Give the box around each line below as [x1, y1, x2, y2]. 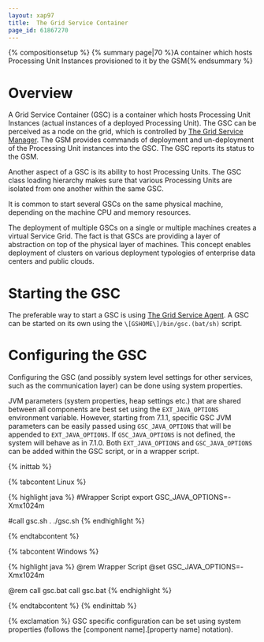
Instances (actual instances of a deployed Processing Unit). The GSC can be [8, 118, 257, 128]
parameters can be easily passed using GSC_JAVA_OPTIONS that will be [8, 422, 232, 431]
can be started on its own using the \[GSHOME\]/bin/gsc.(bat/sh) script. [8, 319, 243, 329]
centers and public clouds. [8, 257, 95, 266]
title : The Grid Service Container [8, 19, 128, 27]
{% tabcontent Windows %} [8, 546, 99, 557]
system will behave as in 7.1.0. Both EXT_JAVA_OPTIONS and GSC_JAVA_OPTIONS [8, 438, 253, 448]
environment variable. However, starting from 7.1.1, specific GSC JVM [8, 413, 232, 422]
